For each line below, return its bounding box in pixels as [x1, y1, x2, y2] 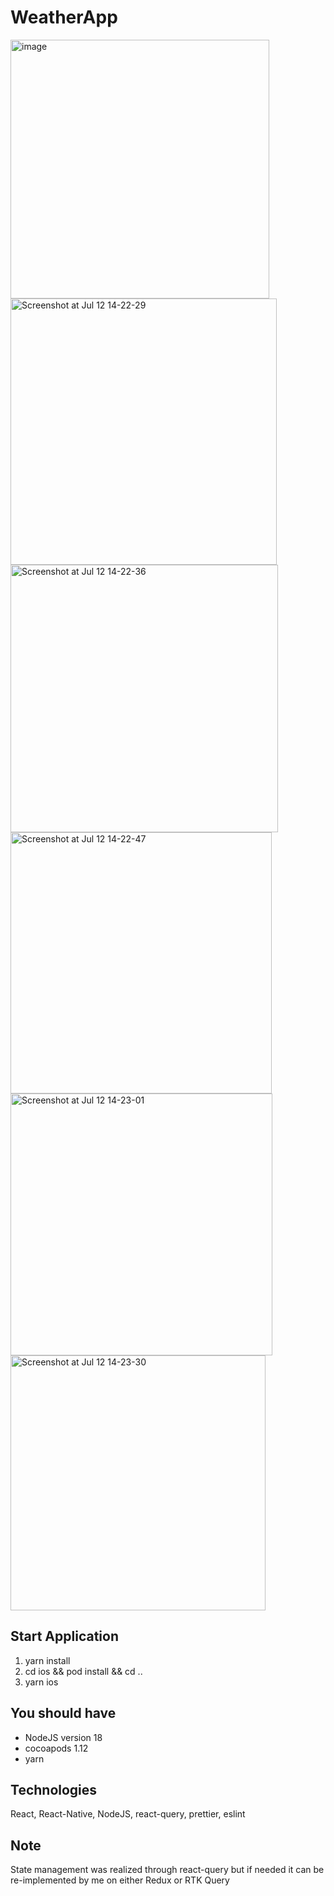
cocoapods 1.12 [24, 1742, 89, 1754]
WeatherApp [10, 6, 118, 29]
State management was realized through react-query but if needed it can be [10, 1864, 325, 1876]
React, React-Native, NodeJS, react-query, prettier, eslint [10, 1808, 246, 1820]
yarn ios [24, 1676, 59, 1688]
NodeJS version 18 [24, 1731, 103, 1743]
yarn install [24, 1654, 71, 1666]
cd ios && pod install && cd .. [24, 1665, 143, 1677]
